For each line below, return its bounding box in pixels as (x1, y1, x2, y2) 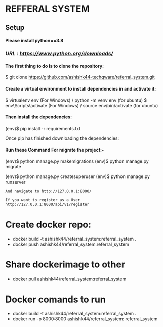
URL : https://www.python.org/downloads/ (5, 50, 113, 57)
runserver (5, 179, 26, 185)
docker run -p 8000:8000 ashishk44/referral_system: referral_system (12, 316, 158, 322)
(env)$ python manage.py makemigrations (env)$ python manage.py (5, 158, 149, 164)
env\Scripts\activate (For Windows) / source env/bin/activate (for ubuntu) (5, 102, 158, 108)
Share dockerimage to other (5, 259, 126, 271)
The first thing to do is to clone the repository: (5, 63, 104, 69)
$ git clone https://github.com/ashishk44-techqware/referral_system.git (5, 74, 155, 80)
